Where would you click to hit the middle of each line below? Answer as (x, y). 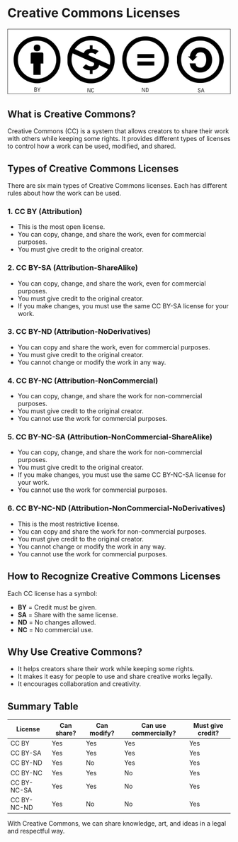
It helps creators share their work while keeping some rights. (106, 669)
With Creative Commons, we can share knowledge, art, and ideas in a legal (117, 823)
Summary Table (43, 706)
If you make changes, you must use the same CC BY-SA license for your (123, 305)
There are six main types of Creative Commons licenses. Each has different (117, 185)
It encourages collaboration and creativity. (79, 684)
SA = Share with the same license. (68, 614)
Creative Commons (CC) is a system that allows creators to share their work (118, 131)
